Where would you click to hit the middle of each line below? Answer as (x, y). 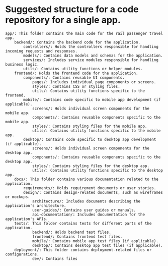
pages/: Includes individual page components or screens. (94, 82)
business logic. (22, 64)
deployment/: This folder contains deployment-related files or (83, 250)
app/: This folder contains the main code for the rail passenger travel (84, 33)
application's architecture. (36, 205)
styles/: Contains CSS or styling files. (76, 86)
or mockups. (18, 197)
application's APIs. (27, 219)
